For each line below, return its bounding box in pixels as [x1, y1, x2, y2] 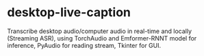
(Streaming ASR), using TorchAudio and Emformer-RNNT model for [7, 34, 197, 42]
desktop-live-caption [7, 5, 131, 20]
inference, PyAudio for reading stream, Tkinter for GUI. [7, 41, 162, 49]
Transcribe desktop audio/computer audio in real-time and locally [7, 27, 192, 35]
